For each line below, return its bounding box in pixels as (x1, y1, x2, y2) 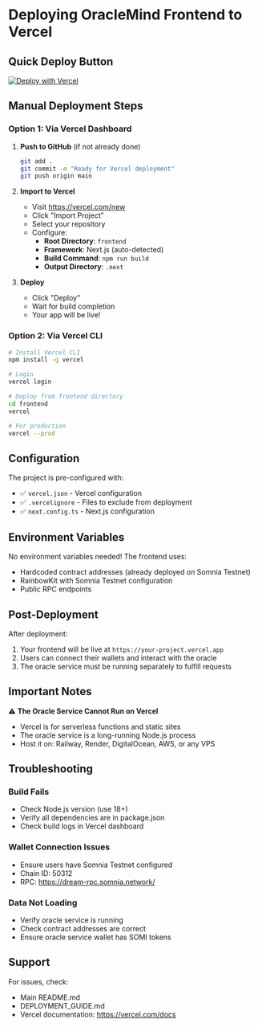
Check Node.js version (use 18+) (19, 804, 128, 814)
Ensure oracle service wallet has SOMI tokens (19, 932, 172, 942)
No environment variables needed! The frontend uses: (8, 552, 187, 562)
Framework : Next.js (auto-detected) (43, 245, 164, 255)
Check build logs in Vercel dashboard (19, 821, 144, 831)
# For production (8, 422, 67, 430)
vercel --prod (8, 429, 56, 437)
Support (8, 955, 50, 969)
